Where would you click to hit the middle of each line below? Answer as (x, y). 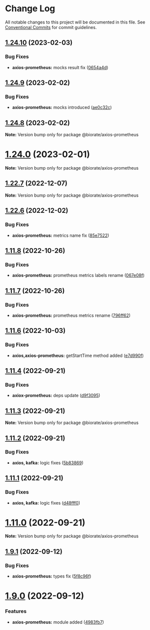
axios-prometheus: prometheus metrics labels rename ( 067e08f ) (78, 276)
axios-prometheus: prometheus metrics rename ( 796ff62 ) (71, 315)
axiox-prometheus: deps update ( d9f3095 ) (56, 396)
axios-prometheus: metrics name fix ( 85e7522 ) (61, 235)
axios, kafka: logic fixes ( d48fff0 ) (46, 503)
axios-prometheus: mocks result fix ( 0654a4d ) (60, 67)
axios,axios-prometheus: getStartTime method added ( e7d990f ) (78, 355)
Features (16, 611)
